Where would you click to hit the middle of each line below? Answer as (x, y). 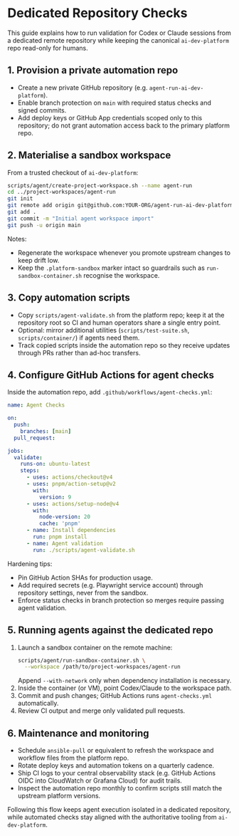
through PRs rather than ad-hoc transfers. (79, 352)
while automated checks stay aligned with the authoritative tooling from (112, 817)
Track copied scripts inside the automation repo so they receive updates (124, 345)
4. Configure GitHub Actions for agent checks (111, 375)
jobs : (15, 451)
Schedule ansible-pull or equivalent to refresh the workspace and (116, 751)
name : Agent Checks (36, 405)
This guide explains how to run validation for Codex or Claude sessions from (119, 33)
